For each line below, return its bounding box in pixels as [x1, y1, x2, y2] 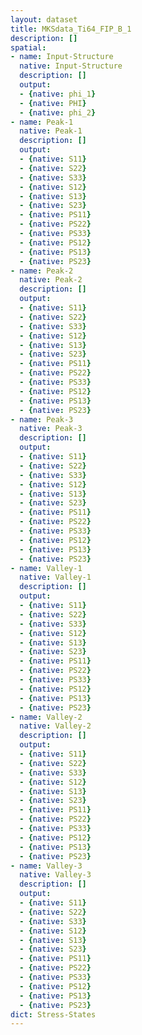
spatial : [10, 42, 47, 53]
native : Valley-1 [19, 572, 92, 583]
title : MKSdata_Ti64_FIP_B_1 [10, 24, 132, 34]
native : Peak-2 [19, 275, 83, 285]
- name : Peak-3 [10, 414, 74, 425]
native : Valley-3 [19, 870, 92, 880]
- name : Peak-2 [10, 266, 74, 276]
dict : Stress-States [10, 1009, 97, 1020]
